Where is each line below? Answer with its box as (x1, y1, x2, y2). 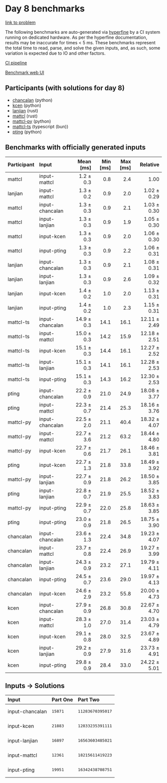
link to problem (5, 19, 36, 25)
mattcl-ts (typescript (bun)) (12, 123, 69, 129)
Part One (51, 696, 74, 703)
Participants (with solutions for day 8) (5, 84, 125, 92)
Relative (140, 161, 160, 168)
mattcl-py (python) (12, 118, 51, 124)
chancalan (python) (12, 97, 53, 103)
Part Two (78, 696, 100, 703)
